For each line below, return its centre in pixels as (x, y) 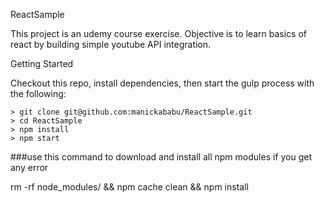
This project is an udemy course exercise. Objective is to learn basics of (158, 33)
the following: (38, 93)
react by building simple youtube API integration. (111, 44)
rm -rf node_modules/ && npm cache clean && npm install (129, 187)
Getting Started (42, 63)
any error (29, 167)
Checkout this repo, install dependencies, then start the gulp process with (162, 83)
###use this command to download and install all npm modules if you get (161, 157)
